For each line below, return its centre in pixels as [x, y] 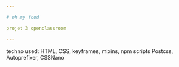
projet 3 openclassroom [36, 28]
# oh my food [23, 17]
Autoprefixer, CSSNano [35, 57]
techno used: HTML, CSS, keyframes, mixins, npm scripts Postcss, [90, 51]
